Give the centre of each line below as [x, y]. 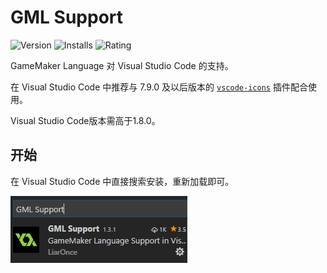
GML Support [67, 17]
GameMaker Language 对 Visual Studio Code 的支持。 [122, 65]
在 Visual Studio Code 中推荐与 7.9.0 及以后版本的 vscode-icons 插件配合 [159, 87]
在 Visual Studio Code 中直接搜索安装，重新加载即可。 [122, 181]
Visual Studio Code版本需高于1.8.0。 [85, 120]
